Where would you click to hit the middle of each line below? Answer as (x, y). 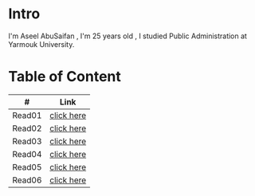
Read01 (27, 115)
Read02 (27, 128)
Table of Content (65, 77)
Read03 (27, 141)
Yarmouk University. (41, 44)
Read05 (27, 167)
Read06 (27, 180)
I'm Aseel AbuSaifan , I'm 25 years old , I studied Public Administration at (127, 36)
